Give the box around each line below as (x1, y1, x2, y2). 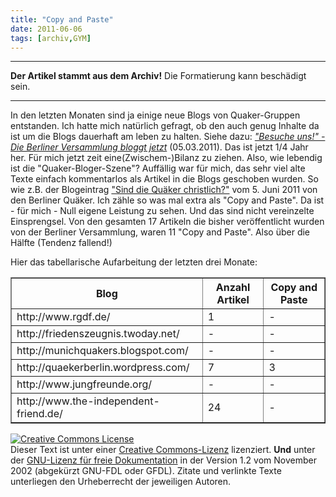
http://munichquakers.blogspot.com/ (16, 344, 189, 358)
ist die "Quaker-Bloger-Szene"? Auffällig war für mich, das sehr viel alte (10, 162, 306, 175)
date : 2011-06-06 (10, 24, 83, 34)
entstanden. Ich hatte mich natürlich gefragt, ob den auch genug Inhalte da (10, 120, 320, 132)
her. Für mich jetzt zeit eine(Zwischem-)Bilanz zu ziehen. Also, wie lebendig (10, 152, 323, 164)
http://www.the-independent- (16, 394, 160, 408)
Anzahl (215, 281, 251, 295)
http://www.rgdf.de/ (16, 310, 111, 324)
